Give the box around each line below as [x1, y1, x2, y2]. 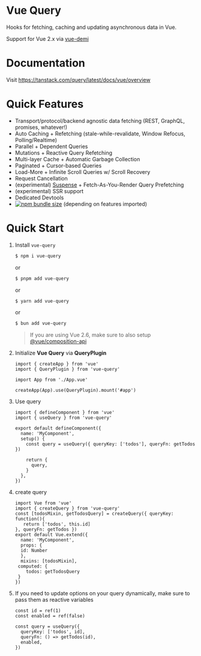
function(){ [14, 516, 45, 522]
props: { [20, 542, 43, 548]
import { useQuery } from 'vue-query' [14, 415, 112, 421]
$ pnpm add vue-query [14, 275, 69, 282]
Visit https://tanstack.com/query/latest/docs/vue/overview [6, 76, 151, 83]
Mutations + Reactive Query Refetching [14, 149, 113, 156]
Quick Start [6, 221, 64, 235]
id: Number [20, 548, 48, 554]
